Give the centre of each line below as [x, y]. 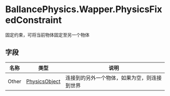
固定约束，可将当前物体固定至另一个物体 [47, 35]
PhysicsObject [43, 81]
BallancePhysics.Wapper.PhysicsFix [84, 9]
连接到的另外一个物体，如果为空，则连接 [114, 78]
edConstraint [34, 20]
